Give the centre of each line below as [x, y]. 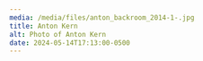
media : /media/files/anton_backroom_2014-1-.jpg [102, 17]
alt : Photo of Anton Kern [57, 34]
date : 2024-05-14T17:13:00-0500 [70, 43]
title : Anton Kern [44, 26]
